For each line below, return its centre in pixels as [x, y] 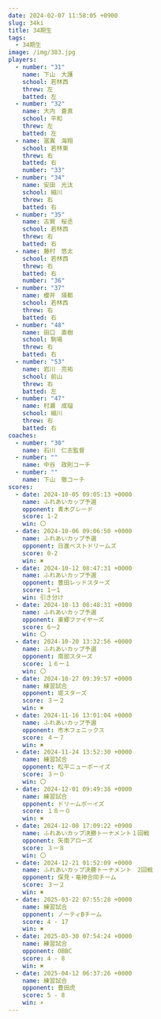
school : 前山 [43, 376]
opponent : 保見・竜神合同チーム [69, 878]
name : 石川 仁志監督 [54, 450]
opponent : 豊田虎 [49, 988]
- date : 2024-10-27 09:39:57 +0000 [74, 678]
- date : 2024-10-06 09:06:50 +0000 [74, 532]
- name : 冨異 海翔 [44, 141]
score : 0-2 [40, 553]
